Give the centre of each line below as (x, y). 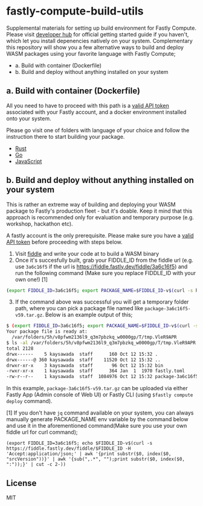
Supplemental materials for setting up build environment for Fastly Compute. (101, 28)
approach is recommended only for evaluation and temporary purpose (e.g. (100, 217)
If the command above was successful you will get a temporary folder (102, 302)
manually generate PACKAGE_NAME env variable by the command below (97, 419)
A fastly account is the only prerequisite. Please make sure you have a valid (100, 235)
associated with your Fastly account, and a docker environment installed (96, 112)
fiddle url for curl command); (42, 432)
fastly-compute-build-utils (75, 11)
